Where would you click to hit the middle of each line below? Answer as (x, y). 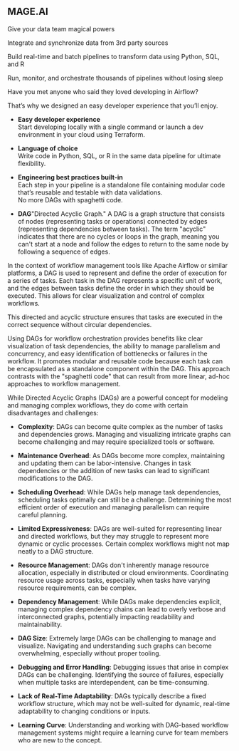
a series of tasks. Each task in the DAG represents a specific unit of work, (115, 280)
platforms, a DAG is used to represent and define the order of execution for (117, 273)
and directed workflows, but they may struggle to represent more (113, 536)
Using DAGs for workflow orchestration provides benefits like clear (105, 338)
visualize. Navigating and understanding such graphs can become (115, 646)
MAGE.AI (28, 12)
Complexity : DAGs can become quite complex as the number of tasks (120, 426)
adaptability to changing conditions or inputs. (84, 711)
